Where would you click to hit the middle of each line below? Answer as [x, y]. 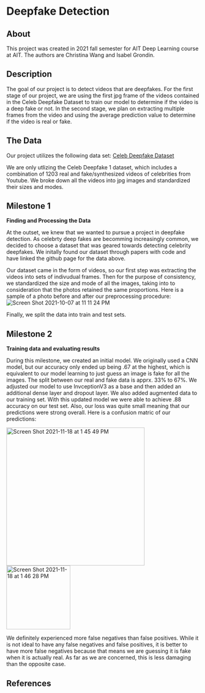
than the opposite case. [36, 664]
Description [29, 74]
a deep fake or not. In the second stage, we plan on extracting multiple [95, 108]
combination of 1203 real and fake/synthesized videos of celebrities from [99, 174]
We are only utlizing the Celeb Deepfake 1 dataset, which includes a [92, 167]
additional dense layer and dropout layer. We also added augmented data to [102, 393]
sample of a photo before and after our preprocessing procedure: [89, 296]
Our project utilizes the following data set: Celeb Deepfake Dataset [90, 155]
